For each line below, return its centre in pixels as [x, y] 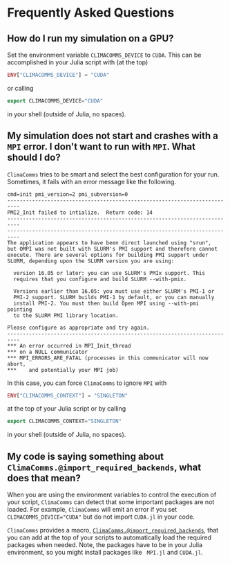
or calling [20, 88]
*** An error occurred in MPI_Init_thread [69, 346]
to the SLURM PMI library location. [66, 315]
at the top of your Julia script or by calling [67, 409]
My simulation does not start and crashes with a [113, 136]
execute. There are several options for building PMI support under [108, 255]
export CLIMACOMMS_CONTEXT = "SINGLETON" [65, 421]
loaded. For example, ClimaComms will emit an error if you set [92, 510]
